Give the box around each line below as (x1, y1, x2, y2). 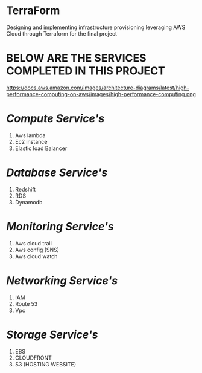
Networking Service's (6, 273, 118, 287)
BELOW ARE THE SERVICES (6, 51, 147, 65)
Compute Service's (6, 112, 105, 126)
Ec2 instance (14, 138, 48, 145)
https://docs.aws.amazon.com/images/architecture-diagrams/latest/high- (6, 84, 190, 91)
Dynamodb (14, 198, 43, 206)
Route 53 (14, 300, 38, 307)
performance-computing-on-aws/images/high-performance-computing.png (6, 90, 196, 97)
